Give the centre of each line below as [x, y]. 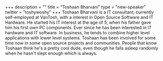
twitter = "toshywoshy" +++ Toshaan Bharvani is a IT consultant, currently [80, 12]
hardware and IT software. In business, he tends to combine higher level [77, 33]
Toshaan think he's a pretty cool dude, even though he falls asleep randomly [82, 48]
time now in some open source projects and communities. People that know [81, 43]
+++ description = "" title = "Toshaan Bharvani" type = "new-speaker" [75, 7]
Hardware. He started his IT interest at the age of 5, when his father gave [78, 22]
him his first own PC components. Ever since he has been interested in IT [78, 28]
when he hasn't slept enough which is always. [51, 53]
